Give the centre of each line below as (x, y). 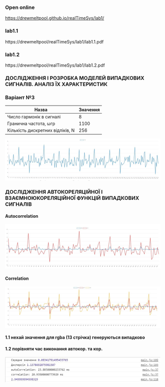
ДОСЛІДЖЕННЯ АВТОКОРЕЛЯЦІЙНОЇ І (54, 192)
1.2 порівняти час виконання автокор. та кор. (54, 348)
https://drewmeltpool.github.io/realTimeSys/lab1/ (55, 18)
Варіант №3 (20, 97)
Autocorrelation (22, 216)
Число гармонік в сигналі (34, 116)
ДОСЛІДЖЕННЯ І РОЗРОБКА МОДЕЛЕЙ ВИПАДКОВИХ (75, 78)
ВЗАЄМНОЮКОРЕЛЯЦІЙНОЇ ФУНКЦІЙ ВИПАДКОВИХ (72, 198)
